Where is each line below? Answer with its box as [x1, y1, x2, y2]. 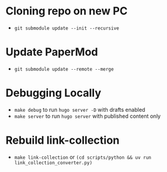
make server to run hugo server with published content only [14, 112, 161, 120]
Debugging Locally [5, 86, 102, 100]
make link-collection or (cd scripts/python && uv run [14, 153, 151, 161]
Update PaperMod [5, 45, 98, 59]
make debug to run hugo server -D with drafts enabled [14, 106, 145, 113]
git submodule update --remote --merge [14, 66, 114, 72]
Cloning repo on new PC [5, 4, 128, 18]
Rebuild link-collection [5, 134, 120, 147]
